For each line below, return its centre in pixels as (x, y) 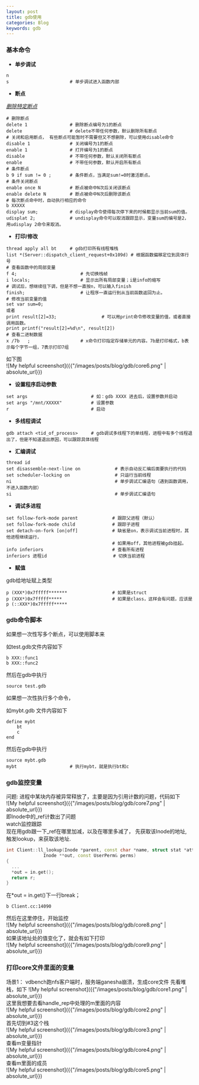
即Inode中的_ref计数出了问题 (41, 817)
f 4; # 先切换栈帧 (57, 273)
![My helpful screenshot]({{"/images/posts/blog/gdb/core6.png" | (86, 365)
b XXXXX (16, 205)
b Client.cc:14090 (29, 906)
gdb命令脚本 (24, 620)
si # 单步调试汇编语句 (81, 494)
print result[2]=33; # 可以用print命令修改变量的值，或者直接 (99, 317)
